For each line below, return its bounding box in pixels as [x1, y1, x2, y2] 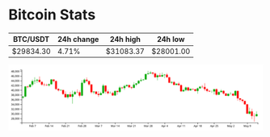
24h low [156, 35, 185, 44]
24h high [109, 35, 141, 44]
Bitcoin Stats [8, 6, 96, 24]
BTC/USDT [13, 35, 50, 44]
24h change [57, 35, 99, 44]
